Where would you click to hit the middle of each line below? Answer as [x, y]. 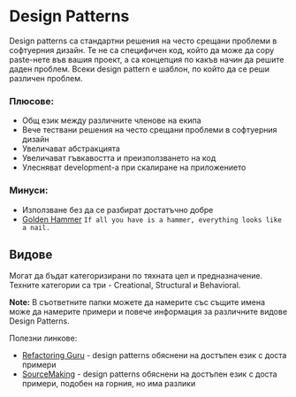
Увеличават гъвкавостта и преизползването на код [119, 158]
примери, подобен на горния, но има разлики [109, 384]
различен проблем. [46, 78]
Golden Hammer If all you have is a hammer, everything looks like [152, 219]
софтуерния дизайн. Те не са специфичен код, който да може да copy [142, 50]
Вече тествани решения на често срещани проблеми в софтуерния [149, 130]
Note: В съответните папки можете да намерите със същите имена [137, 302]
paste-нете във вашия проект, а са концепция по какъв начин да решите [147, 59]
